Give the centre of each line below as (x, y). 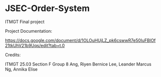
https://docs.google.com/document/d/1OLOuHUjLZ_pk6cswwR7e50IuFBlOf (80, 40)
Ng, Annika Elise (21, 69)
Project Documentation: (29, 31)
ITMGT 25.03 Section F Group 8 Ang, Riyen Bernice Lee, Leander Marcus (78, 64)
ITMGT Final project (25, 22)
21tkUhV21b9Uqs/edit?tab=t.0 (35, 45)
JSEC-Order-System (47, 8)
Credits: (13, 55)
